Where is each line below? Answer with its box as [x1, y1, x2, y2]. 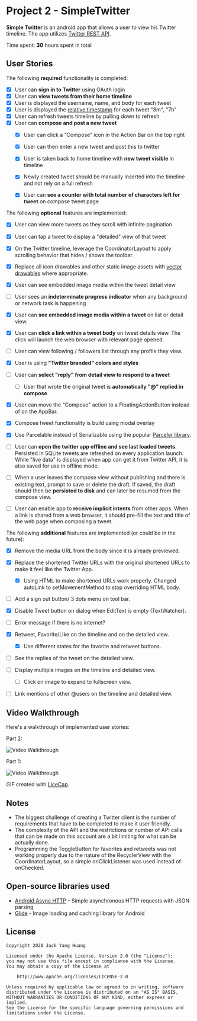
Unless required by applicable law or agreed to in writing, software [6, 984, 184, 990]
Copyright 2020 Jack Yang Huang [6, 942, 86, 949]
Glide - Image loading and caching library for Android [14, 910, 145, 917]
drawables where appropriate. [14, 270, 89, 277]
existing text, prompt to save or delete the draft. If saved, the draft [14, 481, 176, 488]
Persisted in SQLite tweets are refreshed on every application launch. [14, 450, 184, 457]
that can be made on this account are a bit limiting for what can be [14, 833, 177, 840]
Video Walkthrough [6, 708, 79, 718]
